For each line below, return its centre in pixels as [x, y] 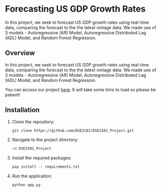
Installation [22, 110]
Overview [20, 53]
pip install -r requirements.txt [46, 167]
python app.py [26, 185]
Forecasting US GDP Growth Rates [75, 9]
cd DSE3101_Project [32, 149]
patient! [13, 95]
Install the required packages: [42, 158]
